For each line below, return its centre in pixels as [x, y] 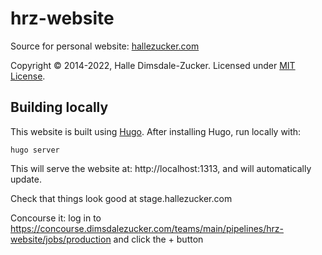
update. [26, 179]
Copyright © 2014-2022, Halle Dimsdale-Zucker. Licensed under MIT [153, 65]
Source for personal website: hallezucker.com [105, 46]
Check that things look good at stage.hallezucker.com [121, 198]
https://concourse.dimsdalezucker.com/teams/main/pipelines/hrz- [147, 228]
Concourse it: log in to [56, 218]
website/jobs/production [61, 239]
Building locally [59, 107]
